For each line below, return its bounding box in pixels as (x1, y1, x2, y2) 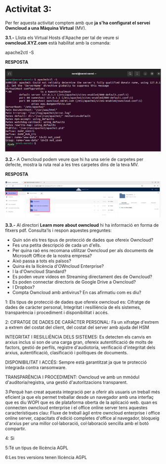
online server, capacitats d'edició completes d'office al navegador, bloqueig (5, 415, 160, 421)
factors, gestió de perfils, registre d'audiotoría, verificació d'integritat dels (5, 344, 156, 350)
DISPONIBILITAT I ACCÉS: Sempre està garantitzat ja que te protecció (5, 359, 147, 365)
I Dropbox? (12, 284, 35, 290)
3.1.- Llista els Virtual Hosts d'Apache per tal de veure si (5, 35, 119, 41)
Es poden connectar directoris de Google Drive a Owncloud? (12, 279, 136, 285)
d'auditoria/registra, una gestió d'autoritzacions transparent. (5, 380, 128, 385)
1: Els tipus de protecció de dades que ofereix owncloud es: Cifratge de (5, 299, 151, 305)
